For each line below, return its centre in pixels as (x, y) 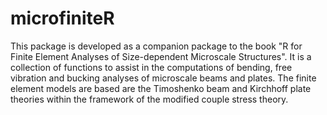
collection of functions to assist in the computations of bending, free (151, 67)
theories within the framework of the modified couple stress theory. (149, 99)
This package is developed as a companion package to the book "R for (156, 46)
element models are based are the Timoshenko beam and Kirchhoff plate (161, 88)
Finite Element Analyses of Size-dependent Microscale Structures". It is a (161, 56)
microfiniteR (62, 18)
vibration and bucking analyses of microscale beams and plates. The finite (163, 78)
